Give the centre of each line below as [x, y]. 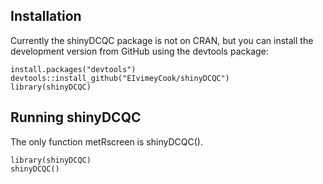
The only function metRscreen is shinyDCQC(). [106, 141]
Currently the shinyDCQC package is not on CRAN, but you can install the [162, 40]
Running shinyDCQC [76, 117]
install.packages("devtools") [73, 69]
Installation [46, 16]
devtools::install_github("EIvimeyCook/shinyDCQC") [120, 78]
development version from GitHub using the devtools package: [139, 51]
